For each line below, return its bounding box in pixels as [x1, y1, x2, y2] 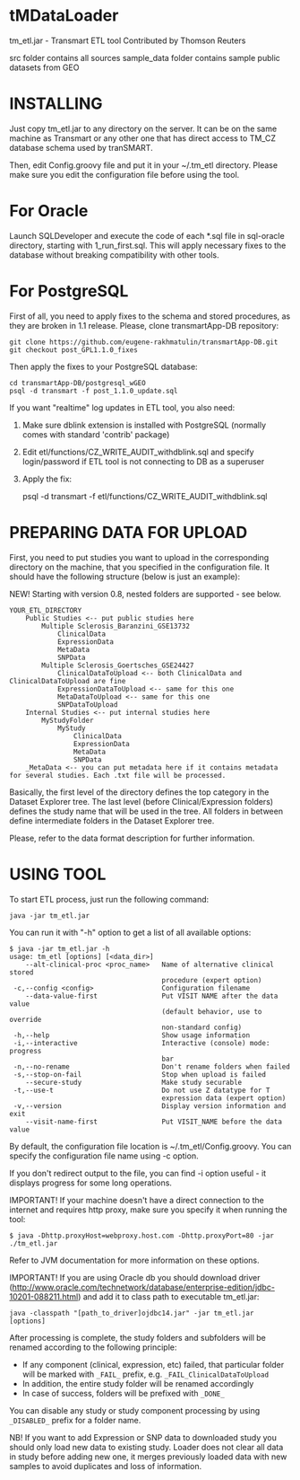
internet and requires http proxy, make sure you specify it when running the [9, 1204, 288, 1215]
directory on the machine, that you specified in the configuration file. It [9, 561, 270, 572]
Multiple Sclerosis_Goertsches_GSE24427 [41, 661, 194, 670]
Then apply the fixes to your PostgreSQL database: [9, 361, 199, 372]
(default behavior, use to [161, 1007, 262, 1016]
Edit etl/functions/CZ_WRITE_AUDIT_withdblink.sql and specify [21, 446, 254, 457]
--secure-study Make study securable [25, 1078, 243, 1087]
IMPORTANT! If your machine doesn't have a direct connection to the [9, 1194, 264, 1205]
